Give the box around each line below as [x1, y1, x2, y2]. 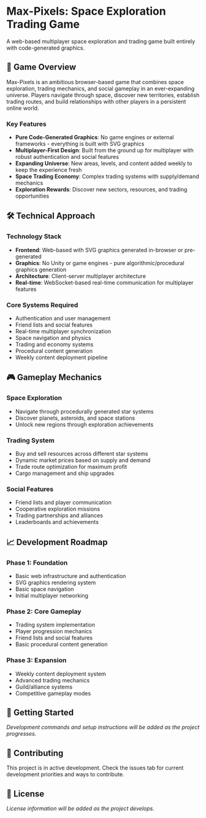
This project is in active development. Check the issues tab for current [6, 764, 184, 771]
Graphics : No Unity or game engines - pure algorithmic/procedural [15, 259, 185, 266]
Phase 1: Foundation [6, 558, 68, 567]
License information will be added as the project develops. [6, 805, 154, 812]
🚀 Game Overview [6, 62, 77, 72]
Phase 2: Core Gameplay [6, 607, 82, 615]
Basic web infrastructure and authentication [15, 573, 126, 579]
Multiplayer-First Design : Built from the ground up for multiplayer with [15, 147, 194, 154]
